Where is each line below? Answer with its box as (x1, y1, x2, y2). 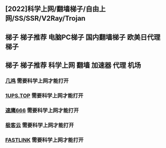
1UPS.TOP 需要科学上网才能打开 (5, 92, 84, 99)
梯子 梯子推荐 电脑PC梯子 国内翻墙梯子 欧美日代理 (5, 33, 161, 41)
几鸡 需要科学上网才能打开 (5, 78, 69, 85)
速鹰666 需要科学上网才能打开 (5, 107, 79, 114)
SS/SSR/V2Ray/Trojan (14, 14, 86, 23)
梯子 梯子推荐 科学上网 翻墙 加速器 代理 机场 (5, 61, 141, 69)
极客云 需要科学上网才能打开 (5, 121, 74, 128)
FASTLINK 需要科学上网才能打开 (5, 136, 84, 143)
